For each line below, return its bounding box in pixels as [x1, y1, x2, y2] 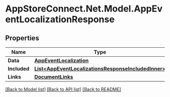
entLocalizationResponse [5, 14, 115, 25]
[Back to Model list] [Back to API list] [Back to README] [5, 86, 121, 92]
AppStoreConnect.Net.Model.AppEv [5, 3, 163, 15]
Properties [5, 34, 39, 42]
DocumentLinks [34, 73, 73, 80]
